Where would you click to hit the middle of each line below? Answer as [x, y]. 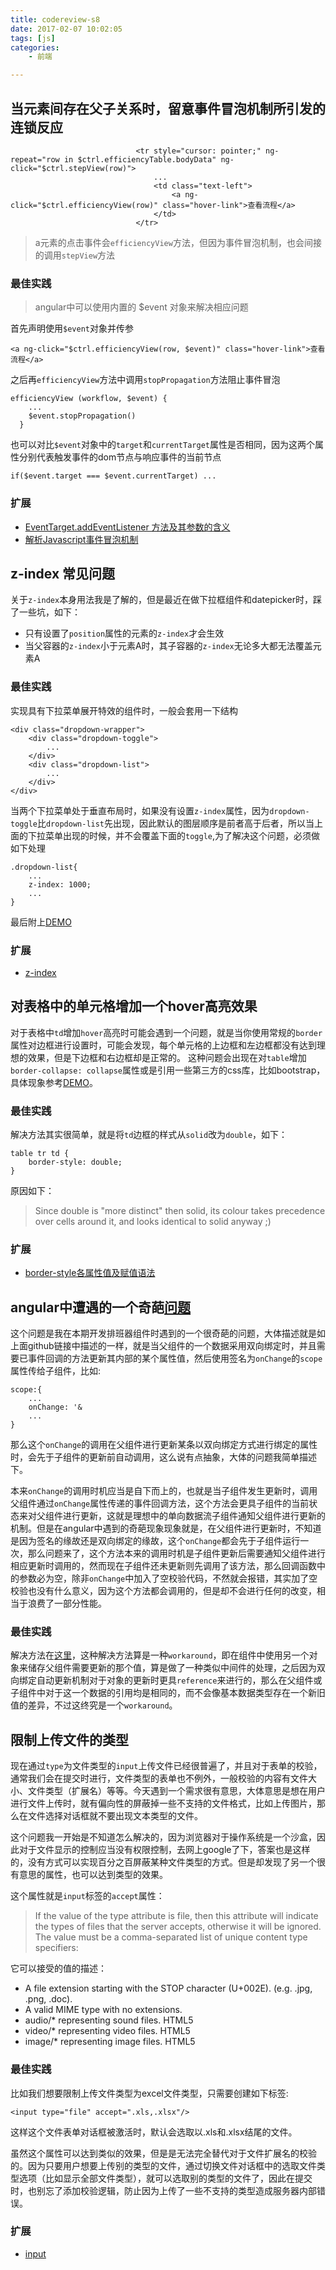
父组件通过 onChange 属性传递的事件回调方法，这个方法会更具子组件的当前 [160, 1503]
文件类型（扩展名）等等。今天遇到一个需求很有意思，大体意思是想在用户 [176, 1791]
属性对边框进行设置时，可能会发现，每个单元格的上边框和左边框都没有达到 [163, 1045]
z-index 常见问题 [63, 573]
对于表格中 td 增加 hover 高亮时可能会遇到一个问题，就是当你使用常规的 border [166, 1032]
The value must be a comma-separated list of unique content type [171, 1937]
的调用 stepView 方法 [75, 255]
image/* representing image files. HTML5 [110, 2042]
